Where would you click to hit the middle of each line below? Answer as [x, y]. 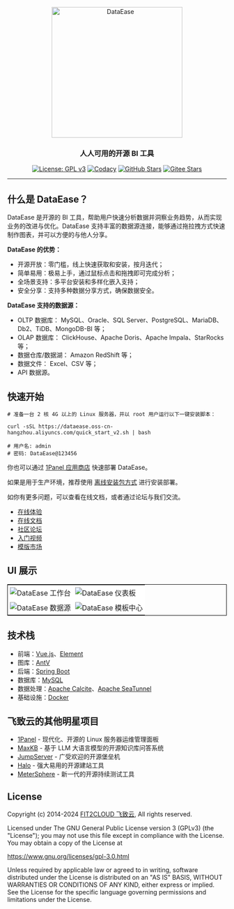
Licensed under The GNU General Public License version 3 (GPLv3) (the [111, 828]
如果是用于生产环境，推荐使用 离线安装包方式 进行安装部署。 [94, 482]
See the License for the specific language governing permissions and [107, 892]
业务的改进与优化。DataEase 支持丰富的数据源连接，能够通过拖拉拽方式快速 [116, 226]
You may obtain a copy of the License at [65, 843]
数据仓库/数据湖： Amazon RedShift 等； [76, 355]
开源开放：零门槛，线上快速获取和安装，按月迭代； [91, 264]
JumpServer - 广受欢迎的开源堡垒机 [69, 757]
